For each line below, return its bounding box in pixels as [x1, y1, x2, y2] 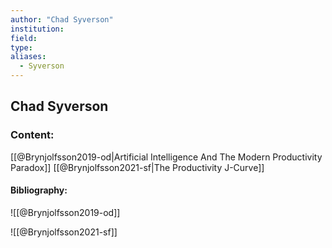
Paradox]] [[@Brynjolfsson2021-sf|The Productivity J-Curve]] [10, 161, 265, 173]
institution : [10, 24, 65, 34]
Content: [10, 128, 55, 142]
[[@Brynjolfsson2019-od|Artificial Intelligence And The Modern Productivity [10, 151, 323, 163]
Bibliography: [10, 184, 68, 196]
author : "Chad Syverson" [10, 14, 114, 25]
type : [10, 42, 33, 53]
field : [10, 33, 38, 43]
